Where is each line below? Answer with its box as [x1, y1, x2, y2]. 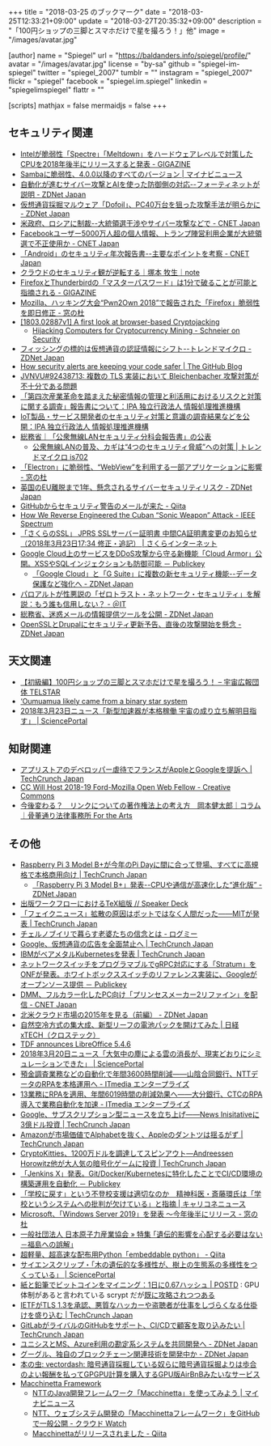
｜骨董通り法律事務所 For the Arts [19, 811, 133, 821]
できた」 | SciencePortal [62, 1059, 144, 1069]
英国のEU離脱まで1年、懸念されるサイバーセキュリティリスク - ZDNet [19, 482, 252, 492]
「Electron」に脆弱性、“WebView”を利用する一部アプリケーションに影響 [19, 462, 263, 472]
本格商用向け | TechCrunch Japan [34, 870, 147, 880]
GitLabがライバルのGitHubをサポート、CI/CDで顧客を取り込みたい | [19, 1321, 245, 1330]
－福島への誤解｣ [19, 1240, 74, 1249]
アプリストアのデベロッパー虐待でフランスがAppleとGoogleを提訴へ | [19, 765, 252, 774]
